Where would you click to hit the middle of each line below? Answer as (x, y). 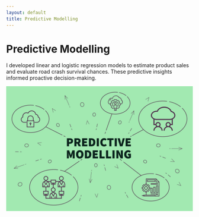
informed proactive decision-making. (51, 78)
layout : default (26, 12)
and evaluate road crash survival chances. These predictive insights (89, 72)
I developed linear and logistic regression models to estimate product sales (98, 65)
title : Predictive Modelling (42, 19)
